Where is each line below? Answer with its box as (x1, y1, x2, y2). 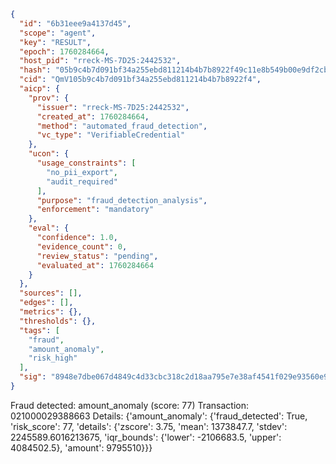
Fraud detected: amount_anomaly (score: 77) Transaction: (10, 399, 250, 411)
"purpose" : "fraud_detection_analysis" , (36, 195, 208, 205)
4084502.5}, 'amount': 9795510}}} (10, 441, 153, 454)
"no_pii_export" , (46, 167, 118, 177)
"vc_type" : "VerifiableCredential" (36, 130, 186, 140)
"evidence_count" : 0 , (36, 241, 128, 252)
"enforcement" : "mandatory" (36, 205, 155, 215)
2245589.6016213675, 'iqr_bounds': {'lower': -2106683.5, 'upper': (10, 431, 282, 443)
